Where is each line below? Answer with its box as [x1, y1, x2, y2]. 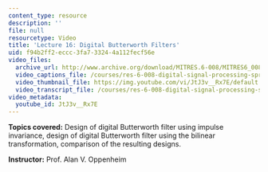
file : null [8, 26, 45, 34]
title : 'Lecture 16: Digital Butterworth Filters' [8, 41, 180, 49]
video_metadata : [8, 93, 62, 101]
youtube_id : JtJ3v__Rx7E [15, 100, 98, 108]
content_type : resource [8, 11, 88, 20]
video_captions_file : [15, 71, 88, 79]
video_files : [8, 57, 52, 64]
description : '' [8, 19, 62, 27]
